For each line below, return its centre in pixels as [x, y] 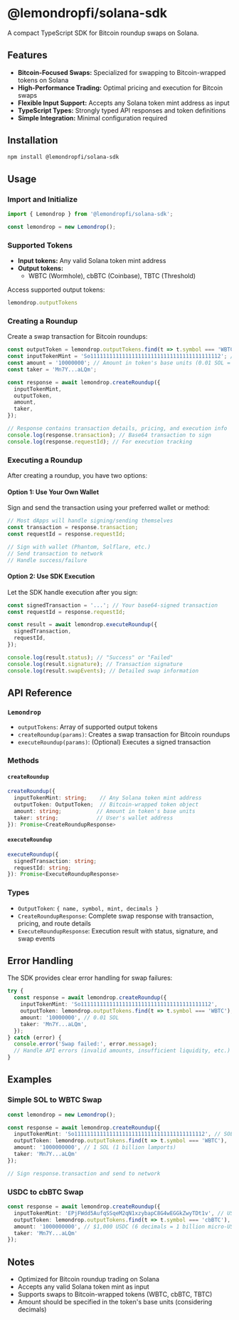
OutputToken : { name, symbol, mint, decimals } [88, 908]
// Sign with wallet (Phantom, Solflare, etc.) [79, 547]
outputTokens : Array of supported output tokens [87, 727]
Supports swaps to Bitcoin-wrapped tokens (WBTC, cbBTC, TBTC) [115, 1294]
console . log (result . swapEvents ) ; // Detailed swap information [103, 671]
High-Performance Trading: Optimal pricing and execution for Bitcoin [120, 88]
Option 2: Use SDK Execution [51, 576]
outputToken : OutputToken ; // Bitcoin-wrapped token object [106, 805]
